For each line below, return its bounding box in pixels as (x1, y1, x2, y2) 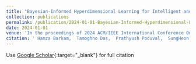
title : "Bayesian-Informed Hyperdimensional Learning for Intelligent (6, 8, 181, 15)
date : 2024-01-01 (6, 24, 48, 31)
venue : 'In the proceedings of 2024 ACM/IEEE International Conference (6, 30, 184, 36)
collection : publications (6, 14, 69, 20)
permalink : (6, 19, 33, 25)
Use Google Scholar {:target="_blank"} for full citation (6, 52, 134, 58)
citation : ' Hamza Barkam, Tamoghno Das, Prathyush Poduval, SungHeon (6, 35, 190, 41)
